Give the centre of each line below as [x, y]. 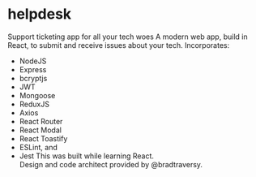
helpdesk [40, 14]
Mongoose [37, 95]
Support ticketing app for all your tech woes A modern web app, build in [128, 37]
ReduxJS [34, 104]
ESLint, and [38, 147]
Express [33, 69]
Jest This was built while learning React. [87, 156]
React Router [41, 121]
